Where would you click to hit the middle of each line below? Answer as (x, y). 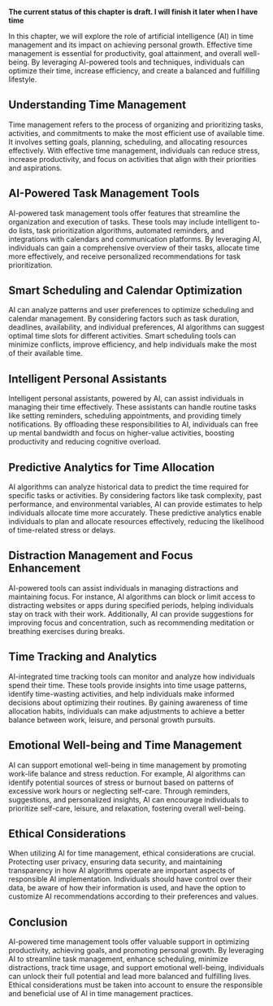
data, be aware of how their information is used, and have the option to (127, 888)
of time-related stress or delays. (62, 530)
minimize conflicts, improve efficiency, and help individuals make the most (133, 344)
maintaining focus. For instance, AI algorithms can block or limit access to (132, 597)
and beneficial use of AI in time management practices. (101, 994)
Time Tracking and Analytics (83, 657)
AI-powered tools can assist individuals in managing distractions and (123, 588)
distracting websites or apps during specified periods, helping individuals (131, 605)
